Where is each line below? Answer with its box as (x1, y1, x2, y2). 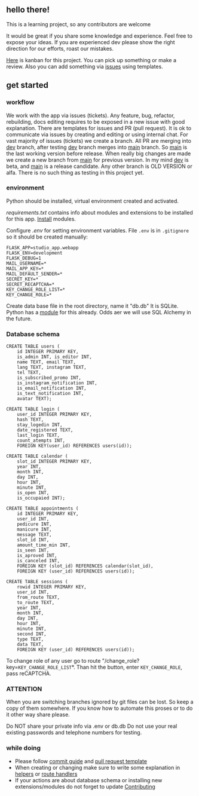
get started (6, 80, 49, 90)
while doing (6, 744, 41, 752)
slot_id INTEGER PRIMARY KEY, (17, 458, 93, 465)
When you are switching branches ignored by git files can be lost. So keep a (6, 699, 194, 706)
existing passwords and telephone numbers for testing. (6, 729, 142, 736)
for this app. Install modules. (6, 215, 76, 222)
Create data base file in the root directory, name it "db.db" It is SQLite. (6, 302, 179, 310)
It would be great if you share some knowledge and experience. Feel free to (6, 32, 193, 39)
